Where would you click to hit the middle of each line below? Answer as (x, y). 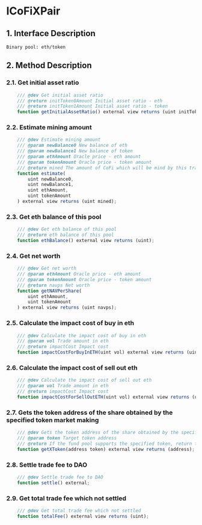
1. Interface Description (51, 33)
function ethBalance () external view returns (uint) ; (86, 241)
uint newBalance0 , (51, 179)
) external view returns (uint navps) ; (67, 308)
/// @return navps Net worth (54, 285)
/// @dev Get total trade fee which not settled (79, 511)
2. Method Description (49, 65)
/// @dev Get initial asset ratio (60, 95)
